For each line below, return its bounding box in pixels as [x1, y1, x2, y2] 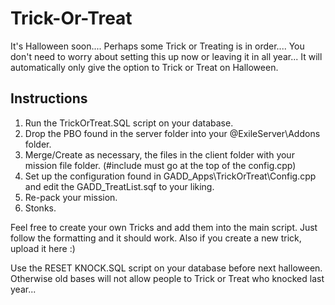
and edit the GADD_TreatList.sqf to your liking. [24, 180, 215, 192]
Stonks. [24, 202, 57, 214]
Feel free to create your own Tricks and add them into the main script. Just [10, 221, 318, 233]
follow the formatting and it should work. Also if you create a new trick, [10, 232, 302, 244]
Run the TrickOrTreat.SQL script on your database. [24, 117, 234, 129]
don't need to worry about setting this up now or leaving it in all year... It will [10, 50, 323, 62]
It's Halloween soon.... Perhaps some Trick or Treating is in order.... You [10, 40, 305, 52]
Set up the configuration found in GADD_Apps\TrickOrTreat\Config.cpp [24, 170, 317, 182]
